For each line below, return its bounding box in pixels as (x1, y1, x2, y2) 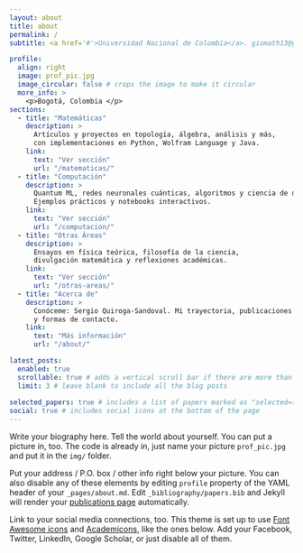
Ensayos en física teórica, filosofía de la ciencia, (32, 247, 241, 257)
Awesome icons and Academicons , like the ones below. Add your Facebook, (9, 524, 293, 534)
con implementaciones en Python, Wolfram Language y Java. (32, 139, 260, 148)
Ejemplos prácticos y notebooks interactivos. (32, 198, 212, 207)
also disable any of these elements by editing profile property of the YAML (9, 477, 290, 488)
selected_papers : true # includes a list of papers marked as (9, 398, 248, 407)
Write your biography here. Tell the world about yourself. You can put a (9, 431, 272, 442)
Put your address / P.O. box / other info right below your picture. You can (9, 468, 280, 478)
